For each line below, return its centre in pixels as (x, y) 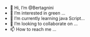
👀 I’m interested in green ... (38, 13)
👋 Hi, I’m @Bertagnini (32, 8)
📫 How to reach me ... (33, 29)
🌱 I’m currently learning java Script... (47, 18)
